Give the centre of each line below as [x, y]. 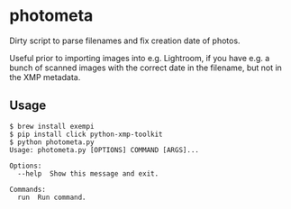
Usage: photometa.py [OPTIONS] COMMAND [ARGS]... [105, 150]
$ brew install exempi [52, 126]
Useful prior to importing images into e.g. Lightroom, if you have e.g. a [140, 58]
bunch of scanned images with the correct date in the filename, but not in [145, 68]
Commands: [28, 189]
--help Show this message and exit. [88, 173]
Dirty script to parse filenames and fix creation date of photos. [125, 41]
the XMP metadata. [45, 77]
